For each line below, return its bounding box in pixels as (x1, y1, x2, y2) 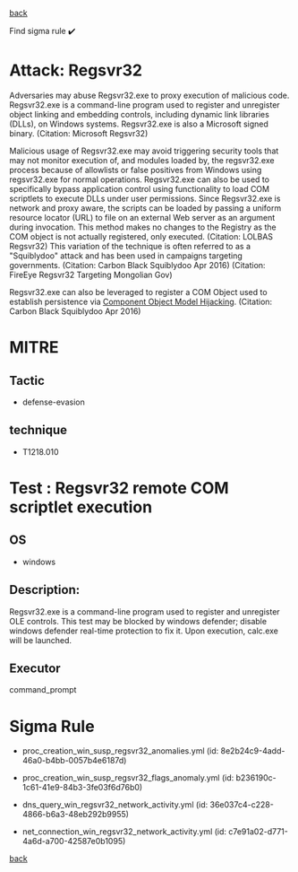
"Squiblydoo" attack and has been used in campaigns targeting (9, 250, 243, 261)
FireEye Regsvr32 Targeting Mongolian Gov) (9, 269, 173, 280)
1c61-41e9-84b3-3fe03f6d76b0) (21, 782, 143, 793)
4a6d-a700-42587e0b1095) (21, 836, 126, 847)
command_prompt (9, 685, 77, 695)
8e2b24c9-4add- (220, 746, 285, 756)
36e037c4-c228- (209, 799, 275, 810)
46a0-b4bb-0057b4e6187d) (21, 755, 127, 766)
